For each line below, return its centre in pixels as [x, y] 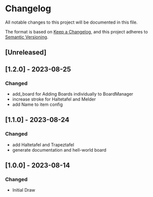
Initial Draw [24, 190]
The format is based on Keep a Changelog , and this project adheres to [76, 32]
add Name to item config [38, 104]
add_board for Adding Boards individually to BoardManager [73, 94]
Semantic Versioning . [27, 37]
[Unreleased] [26, 52]
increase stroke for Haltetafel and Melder [54, 99]
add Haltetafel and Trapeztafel [43, 145]
